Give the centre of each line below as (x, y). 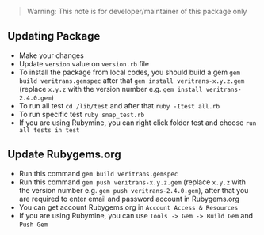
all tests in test (49, 130)
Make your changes (51, 55)
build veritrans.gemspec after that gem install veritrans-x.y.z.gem (132, 80)
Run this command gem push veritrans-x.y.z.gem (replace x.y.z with (132, 182)
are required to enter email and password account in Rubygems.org (129, 199)
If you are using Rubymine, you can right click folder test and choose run (138, 123)
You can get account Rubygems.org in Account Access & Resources (128, 207)
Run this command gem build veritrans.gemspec (98, 173)
